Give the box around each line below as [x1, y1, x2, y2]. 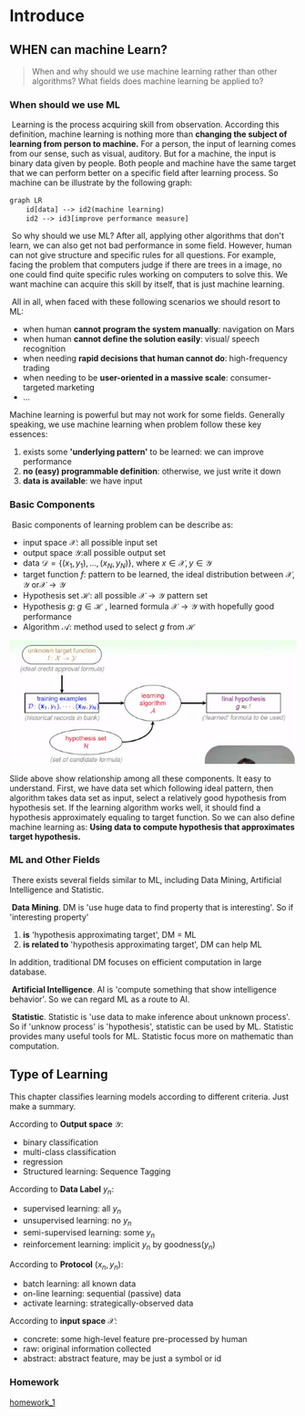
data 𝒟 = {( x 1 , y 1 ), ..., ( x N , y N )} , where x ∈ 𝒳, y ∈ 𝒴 [22, 557, 212, 570]
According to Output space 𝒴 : [9, 1119, 124, 1130]
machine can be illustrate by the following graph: [9, 177, 193, 188]
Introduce [9, 5, 85, 26]
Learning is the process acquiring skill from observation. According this [11, 120, 280, 130]
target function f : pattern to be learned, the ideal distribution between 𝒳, [22, 569, 295, 580]
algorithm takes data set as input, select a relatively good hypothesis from [9, 792, 287, 803]
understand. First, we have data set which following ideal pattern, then [9, 782, 274, 794]
